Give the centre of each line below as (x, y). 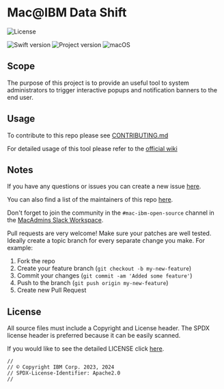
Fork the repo (36, 261)
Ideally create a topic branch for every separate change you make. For (106, 241)
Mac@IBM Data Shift (67, 13)
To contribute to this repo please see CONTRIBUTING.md (88, 135)
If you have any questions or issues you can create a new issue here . (104, 187)
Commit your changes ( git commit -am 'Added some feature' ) (104, 276)
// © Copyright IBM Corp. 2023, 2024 (61, 367)
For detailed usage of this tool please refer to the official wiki (92, 148)
